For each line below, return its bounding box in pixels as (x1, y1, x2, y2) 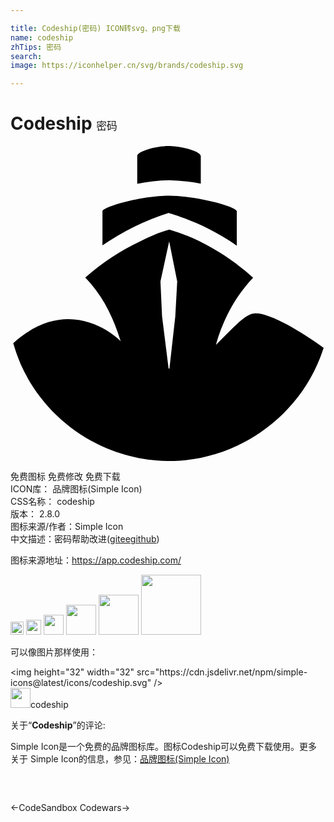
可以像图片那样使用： (10, 646, 98, 658)
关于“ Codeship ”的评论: (10, 719, 106, 731)
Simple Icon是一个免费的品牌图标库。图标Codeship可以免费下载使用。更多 (10, 741, 318, 753)
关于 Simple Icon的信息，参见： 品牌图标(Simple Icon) (10, 753, 230, 765)
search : (10, 51, 43, 61)
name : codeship (10, 32, 74, 43)
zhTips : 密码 (10, 42, 62, 52)
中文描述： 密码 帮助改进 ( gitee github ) (10, 533, 160, 545)
